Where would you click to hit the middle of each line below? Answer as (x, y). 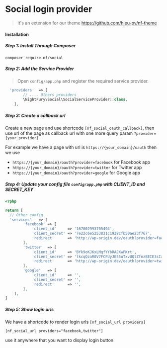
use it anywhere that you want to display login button (59, 340)
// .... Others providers (50, 95)
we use (13, 152)
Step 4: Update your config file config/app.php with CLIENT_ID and (75, 184)
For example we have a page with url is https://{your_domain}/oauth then (81, 147)
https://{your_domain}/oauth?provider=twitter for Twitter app (77, 167)
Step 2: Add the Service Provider (40, 69)
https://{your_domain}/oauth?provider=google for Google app (76, 173)
